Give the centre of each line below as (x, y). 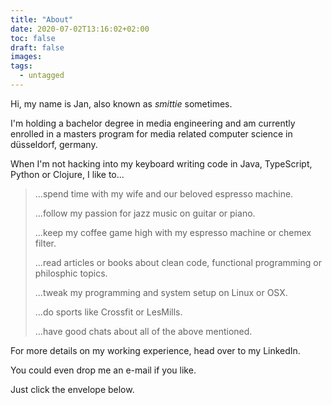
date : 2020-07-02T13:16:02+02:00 (80, 29)
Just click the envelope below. (72, 389)
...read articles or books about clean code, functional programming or (178, 262)
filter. (45, 243)
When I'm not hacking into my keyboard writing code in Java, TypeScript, (161, 163)
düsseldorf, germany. (54, 144)
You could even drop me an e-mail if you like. (103, 370)
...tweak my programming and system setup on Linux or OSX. (161, 292)
